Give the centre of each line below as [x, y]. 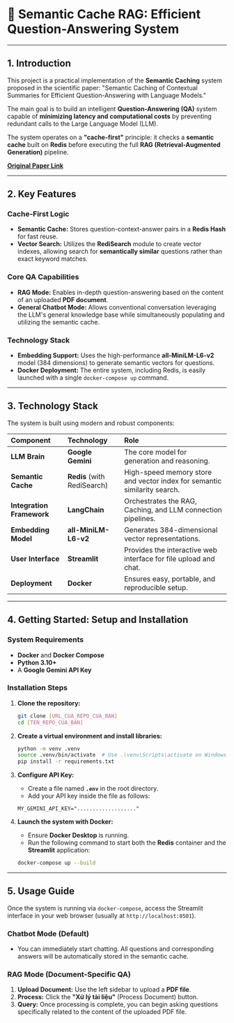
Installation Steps [38, 688]
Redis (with [86, 476]
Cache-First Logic [38, 214]
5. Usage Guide [41, 891]
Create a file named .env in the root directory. [93, 789]
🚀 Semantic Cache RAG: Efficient [104, 14]
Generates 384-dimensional [171, 529]
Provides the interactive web [171, 550]
